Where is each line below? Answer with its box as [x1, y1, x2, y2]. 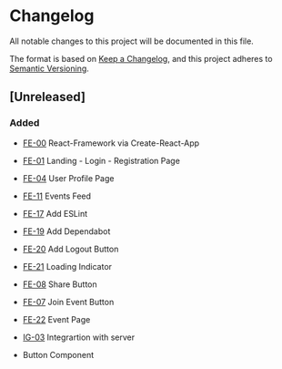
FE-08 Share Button [22, 279, 97, 290]
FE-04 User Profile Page [22, 172, 115, 183]
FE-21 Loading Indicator [22, 261, 112, 272]
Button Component [22, 349, 94, 360]
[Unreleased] [9, 89, 86, 105]
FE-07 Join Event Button [22, 296, 115, 307]
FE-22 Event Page [22, 313, 91, 324]
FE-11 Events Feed [22, 190, 92, 201]
